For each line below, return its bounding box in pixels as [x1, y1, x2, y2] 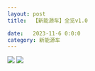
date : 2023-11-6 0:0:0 [7, 30, 81, 37]
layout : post [7, 10, 46, 18]
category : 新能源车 [7, 36, 61, 43]
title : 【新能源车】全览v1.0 [7, 17, 89, 24]
